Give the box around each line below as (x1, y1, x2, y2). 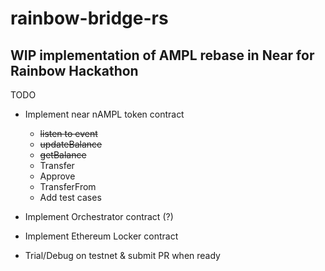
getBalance (39, 149, 87, 161)
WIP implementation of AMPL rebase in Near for (10, 47, 315, 64)
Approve (39, 170, 76, 182)
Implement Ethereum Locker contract (24, 230, 179, 242)
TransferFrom (39, 181, 97, 192)
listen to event (39, 128, 98, 139)
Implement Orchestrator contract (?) (24, 211, 174, 222)
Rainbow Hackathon (10, 62, 139, 79)
